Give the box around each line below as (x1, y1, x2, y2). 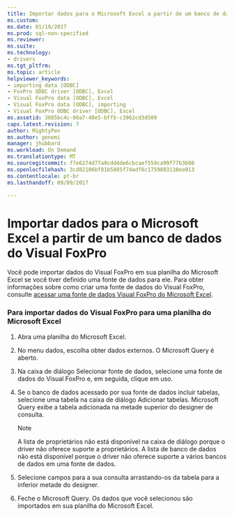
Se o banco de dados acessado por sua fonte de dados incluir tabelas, (17, 388, 221, 396)
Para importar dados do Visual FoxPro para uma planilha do (7, 308, 212, 318)
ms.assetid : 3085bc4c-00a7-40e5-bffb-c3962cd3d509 (7, 114, 157, 121)
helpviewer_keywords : (7, 75, 70, 82)
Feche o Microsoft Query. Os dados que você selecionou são (17, 494, 193, 502)
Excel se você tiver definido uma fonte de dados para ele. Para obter (7, 275, 204, 284)
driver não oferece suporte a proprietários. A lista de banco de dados (17, 444, 217, 453)
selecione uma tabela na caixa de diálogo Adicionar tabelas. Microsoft (17, 395, 219, 404)
